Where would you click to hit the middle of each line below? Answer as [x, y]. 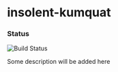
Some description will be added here [59, 62]
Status [18, 34]
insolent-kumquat [59, 13]
